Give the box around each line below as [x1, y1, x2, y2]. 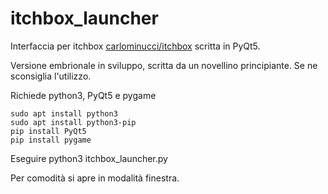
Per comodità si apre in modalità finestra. [10, 172, 180, 184]
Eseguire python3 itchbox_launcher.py [10, 152, 168, 164]
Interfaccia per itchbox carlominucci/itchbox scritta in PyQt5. [10, 40, 261, 52]
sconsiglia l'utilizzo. [10, 70, 92, 82]
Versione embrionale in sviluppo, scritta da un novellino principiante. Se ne [10, 59, 318, 71]
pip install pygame [10, 135, 92, 145]
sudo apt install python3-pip [10, 117, 137, 127]
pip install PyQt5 [10, 126, 87, 136]
